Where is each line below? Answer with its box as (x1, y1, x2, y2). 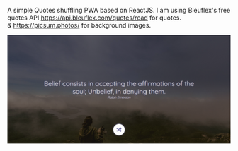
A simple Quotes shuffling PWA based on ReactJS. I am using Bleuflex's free (7, 6, 231, 14)
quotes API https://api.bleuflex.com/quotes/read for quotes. (7, 13, 182, 22)
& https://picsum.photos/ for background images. (7, 21, 151, 29)
